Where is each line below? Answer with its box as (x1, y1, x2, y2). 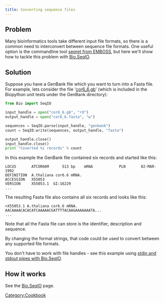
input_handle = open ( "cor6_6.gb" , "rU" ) (5, 110, 89, 115)
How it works (5, 270, 46, 278)
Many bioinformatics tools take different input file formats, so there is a (5, 38, 148, 44)
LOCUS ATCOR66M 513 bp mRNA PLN (5, 164, 126, 169)
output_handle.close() (5, 137, 51, 142)
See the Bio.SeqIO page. (5, 283, 55, 289)
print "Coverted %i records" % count (5, 146, 82, 151)
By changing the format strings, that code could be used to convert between (5, 236, 160, 242)
